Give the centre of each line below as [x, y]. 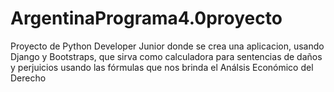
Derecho [28, 78]
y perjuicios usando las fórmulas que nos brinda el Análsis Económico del [162, 67]
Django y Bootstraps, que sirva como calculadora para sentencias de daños [166, 56]
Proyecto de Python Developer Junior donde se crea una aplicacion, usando [167, 46]
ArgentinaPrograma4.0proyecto [146, 18]
